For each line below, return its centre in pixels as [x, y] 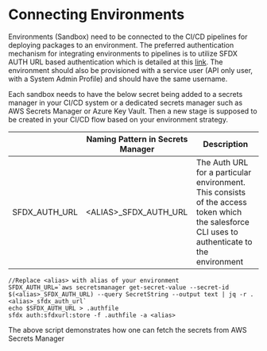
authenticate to [224, 241]
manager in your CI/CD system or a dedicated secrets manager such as [126, 102]
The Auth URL [222, 162]
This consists [221, 192]
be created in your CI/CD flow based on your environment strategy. [118, 119]
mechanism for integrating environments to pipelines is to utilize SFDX [123, 53]
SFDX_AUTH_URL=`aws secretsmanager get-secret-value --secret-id [118, 287]
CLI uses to [217, 232]
